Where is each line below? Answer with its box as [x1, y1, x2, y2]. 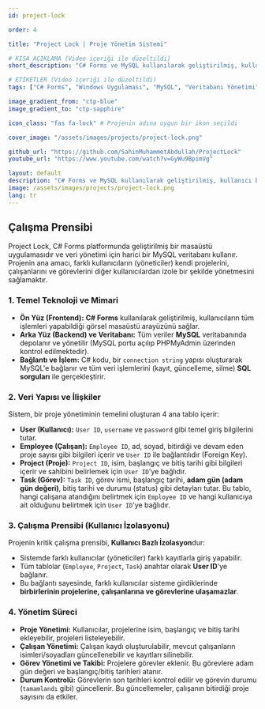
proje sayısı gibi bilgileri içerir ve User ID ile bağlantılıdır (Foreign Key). [19, 450, 248, 459]
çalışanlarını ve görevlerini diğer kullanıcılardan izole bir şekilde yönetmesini [8, 266, 255, 277]
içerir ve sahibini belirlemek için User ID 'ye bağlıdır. [19, 467, 187, 477]
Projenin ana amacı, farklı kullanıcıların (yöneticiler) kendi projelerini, [8, 258, 230, 268]
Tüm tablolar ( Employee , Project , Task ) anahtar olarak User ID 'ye [19, 562, 227, 571]
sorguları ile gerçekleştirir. [19, 371, 106, 381]
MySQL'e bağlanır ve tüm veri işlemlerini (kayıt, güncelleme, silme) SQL [19, 363, 252, 372]
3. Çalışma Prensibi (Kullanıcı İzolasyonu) [8, 519, 170, 530]
